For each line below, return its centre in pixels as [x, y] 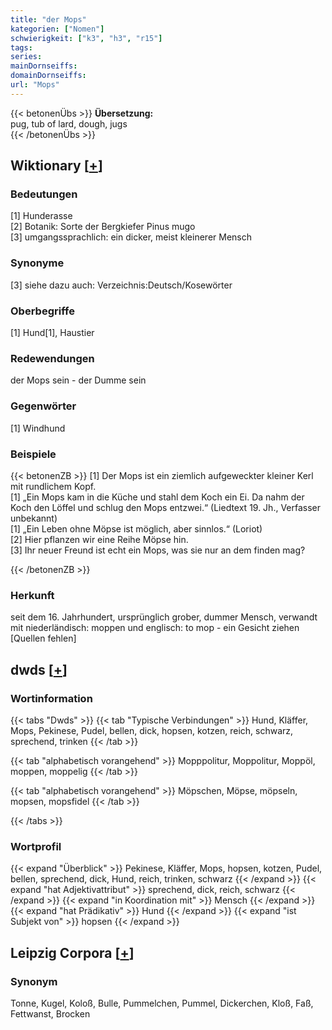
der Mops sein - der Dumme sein [78, 380]
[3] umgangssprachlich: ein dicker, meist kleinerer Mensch [131, 237]
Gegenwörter [43, 406]
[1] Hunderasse [41, 216]
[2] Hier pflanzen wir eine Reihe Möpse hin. [99, 539]
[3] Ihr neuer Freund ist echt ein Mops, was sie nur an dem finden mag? [158, 550]
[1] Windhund [38, 428]
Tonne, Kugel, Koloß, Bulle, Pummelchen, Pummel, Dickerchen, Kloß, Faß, [162, 1003]
